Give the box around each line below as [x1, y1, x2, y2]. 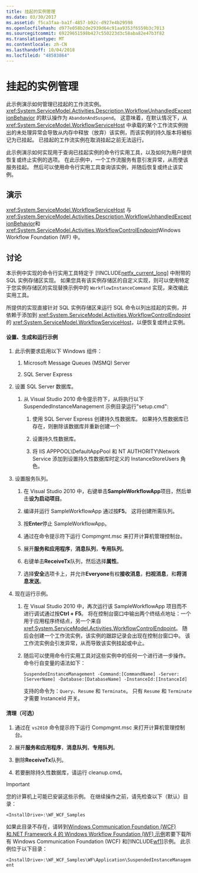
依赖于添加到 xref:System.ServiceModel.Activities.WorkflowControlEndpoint [6, 311, 191, 319]
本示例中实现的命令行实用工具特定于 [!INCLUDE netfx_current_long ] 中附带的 [6, 270, 191, 277]
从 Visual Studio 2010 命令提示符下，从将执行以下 [23, 396, 144, 403]
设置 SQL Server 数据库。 [14, 383, 77, 390]
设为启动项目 [28, 495, 60, 502]
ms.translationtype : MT [6, 36, 65, 42]
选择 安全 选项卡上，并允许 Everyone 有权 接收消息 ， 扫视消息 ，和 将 [23, 570, 182, 577]
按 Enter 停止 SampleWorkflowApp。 [23, 520, 110, 527]
